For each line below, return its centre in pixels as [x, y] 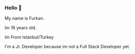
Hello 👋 [13, 8]
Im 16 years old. [21, 28]
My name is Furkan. [25, 18]
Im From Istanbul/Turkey [29, 37]
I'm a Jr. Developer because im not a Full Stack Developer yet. [67, 47]
